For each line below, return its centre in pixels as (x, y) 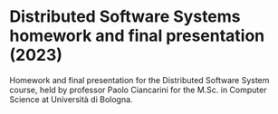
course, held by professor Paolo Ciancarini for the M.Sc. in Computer (138, 90)
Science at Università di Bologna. (71, 99)
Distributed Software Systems (125, 17)
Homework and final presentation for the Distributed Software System (139, 80)
